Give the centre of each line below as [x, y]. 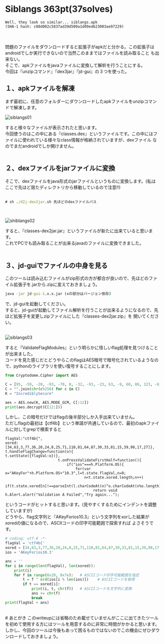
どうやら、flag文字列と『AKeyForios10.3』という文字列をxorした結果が [77, 517]
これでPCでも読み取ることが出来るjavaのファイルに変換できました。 [74, 243]
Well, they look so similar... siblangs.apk [51, 22]
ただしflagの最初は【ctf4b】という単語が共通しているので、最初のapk [76, 423]
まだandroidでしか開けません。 [45, 146]
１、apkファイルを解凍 [40, 89]
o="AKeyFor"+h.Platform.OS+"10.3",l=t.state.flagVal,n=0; [66, 473]
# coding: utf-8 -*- [26, 538]
